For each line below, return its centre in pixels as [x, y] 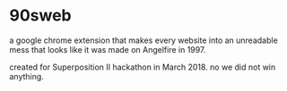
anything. [27, 76]
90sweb [40, 16]
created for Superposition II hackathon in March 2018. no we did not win [143, 67]
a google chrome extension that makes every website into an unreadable [143, 40]
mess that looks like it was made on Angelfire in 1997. [108, 49]
